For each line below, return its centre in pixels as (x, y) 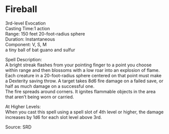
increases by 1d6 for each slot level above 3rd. (54, 117)
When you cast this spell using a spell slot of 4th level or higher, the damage (84, 112)
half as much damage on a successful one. (50, 86)
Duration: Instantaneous (30, 39)
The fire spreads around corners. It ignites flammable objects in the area (80, 91)
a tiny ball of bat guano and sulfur (40, 50)
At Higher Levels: (23, 106)
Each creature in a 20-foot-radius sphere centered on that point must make (83, 75)
